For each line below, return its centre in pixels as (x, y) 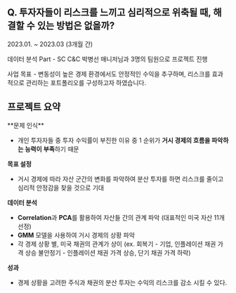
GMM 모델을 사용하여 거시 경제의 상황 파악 (76, 235)
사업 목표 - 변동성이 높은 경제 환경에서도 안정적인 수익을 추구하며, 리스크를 (109, 74)
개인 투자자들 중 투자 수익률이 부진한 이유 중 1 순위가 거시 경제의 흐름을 (114, 140)
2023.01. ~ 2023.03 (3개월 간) (50, 44)
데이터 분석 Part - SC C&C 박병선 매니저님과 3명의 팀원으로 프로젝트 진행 (107, 59)
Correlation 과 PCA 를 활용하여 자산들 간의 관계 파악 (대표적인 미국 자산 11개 (121, 217)
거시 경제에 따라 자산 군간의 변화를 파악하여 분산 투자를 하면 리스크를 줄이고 (120, 178)
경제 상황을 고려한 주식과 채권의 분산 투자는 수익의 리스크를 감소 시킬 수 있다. (122, 282)
